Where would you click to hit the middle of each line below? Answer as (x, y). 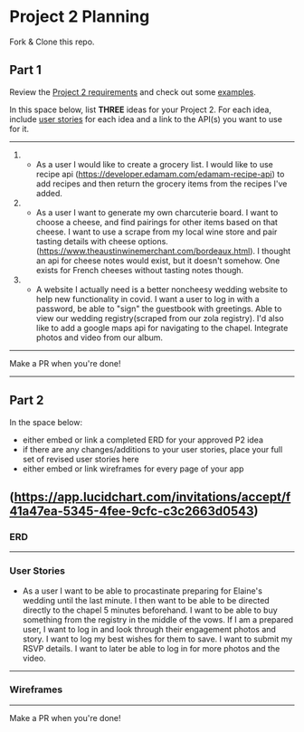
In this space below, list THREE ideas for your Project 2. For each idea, (141, 109)
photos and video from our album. (100, 337)
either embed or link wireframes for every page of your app (133, 469)
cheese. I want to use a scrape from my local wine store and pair (157, 232)
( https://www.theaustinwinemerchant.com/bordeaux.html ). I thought (163, 251)
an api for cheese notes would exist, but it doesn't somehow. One (158, 261)
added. (49, 193)
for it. (19, 128)
